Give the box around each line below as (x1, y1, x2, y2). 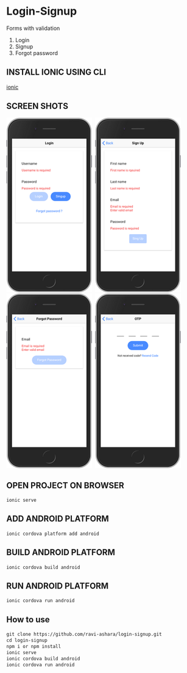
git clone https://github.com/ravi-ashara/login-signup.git (6, 631, 163, 638)
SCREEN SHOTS (6, 101, 69, 111)
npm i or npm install (6, 644, 62, 650)
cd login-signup (6, 638, 48, 644)
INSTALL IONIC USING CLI (6, 67, 107, 78)
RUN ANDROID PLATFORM (6, 581, 109, 591)
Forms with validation (6, 24, 60, 32)
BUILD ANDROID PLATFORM (6, 547, 116, 557)
